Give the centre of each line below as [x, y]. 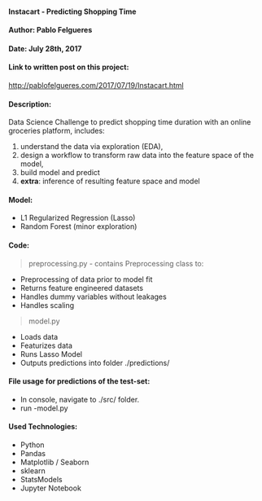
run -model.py [44, 408]
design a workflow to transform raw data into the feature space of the [137, 156]
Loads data [39, 336]
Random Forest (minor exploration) [79, 226]
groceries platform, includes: [57, 131]
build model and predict [60, 173]
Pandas [33, 453]
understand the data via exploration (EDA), [92, 147]
